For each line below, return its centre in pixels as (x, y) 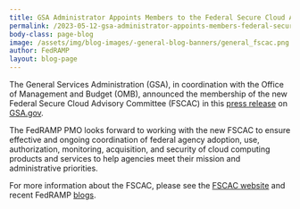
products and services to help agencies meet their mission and (125, 159)
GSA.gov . (27, 113)
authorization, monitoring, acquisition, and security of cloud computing (140, 149)
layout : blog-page (43, 59)
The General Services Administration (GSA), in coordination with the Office (146, 84)
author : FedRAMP (39, 51)
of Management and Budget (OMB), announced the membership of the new (149, 94)
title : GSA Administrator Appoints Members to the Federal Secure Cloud (147, 17)
